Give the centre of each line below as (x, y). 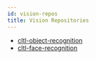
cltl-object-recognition (50, 40)
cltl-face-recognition (47, 48)
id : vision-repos (33, 14)
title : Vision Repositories (48, 20)
